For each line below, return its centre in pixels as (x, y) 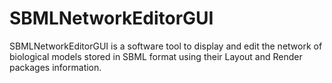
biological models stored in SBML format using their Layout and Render (156, 56)
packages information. (55, 67)
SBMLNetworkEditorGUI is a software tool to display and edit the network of (166, 46)
